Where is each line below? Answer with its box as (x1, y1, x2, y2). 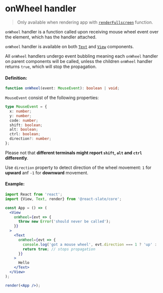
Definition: (5, 75, 27, 81)
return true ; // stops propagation (23, 247, 96, 252)
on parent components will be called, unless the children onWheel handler (5, 58, 153, 64)
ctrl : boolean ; (9, 131, 41, 137)
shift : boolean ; (9, 123, 43, 128)
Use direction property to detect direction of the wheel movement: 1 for (5, 164, 152, 170)
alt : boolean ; (9, 127, 38, 132)
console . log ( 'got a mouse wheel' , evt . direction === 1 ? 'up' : (23, 242, 157, 247)
